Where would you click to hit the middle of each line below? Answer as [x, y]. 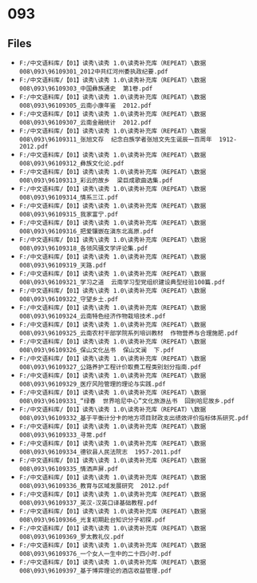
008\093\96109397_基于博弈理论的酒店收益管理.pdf [95, 571]
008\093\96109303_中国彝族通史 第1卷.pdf [86, 89]
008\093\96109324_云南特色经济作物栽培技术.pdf [92, 316]
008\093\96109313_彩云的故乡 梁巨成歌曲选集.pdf [96, 180]
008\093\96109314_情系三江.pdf [69, 197]
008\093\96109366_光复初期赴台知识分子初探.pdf [92, 520]
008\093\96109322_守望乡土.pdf [69, 299]
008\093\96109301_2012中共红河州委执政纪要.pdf [93, 72]
